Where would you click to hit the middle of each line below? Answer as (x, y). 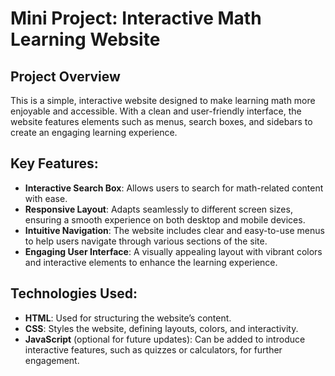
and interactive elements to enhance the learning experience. (151, 262)
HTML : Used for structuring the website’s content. (128, 318)
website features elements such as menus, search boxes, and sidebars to (161, 121)
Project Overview (65, 76)
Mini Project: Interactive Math (136, 18)
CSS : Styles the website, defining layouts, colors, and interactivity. (161, 328)
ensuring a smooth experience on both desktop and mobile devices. (165, 219)
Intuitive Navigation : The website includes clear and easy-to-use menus (174, 230)
